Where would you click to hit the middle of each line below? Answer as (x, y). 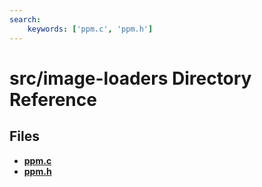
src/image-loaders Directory (130, 78)
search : (25, 19)
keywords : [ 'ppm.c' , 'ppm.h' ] (90, 29)
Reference (53, 99)
